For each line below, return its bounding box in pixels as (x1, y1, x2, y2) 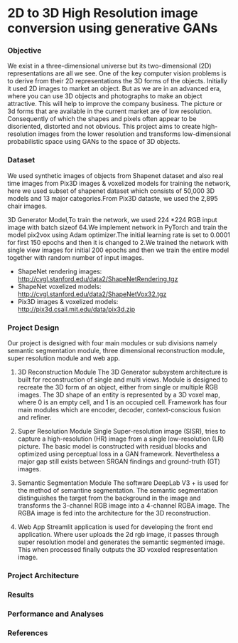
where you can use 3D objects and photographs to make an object (7, 92, 202, 100)
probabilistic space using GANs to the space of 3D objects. (7, 137, 180, 146)
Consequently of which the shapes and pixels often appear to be (7, 115, 197, 123)
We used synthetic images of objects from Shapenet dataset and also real (7, 171, 224, 179)
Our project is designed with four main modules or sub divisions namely (7, 339, 218, 347)
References (7, 628, 48, 638)
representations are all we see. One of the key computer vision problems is (7, 69, 227, 78)
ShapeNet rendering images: (17, 267, 102, 276)
